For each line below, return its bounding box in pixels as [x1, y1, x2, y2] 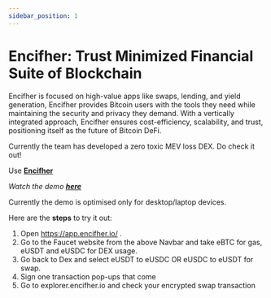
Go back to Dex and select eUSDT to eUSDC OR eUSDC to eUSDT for [20, 254, 254, 264]
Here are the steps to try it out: [8, 213, 112, 222]
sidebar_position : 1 [8, 11, 79, 20]
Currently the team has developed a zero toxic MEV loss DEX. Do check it [8, 141, 255, 151]
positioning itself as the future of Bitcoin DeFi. [8, 125, 162, 135]
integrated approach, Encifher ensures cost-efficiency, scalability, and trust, [8, 117, 264, 127]
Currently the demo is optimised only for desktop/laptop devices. [8, 197, 227, 207]
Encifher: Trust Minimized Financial [8, 46, 254, 65]
